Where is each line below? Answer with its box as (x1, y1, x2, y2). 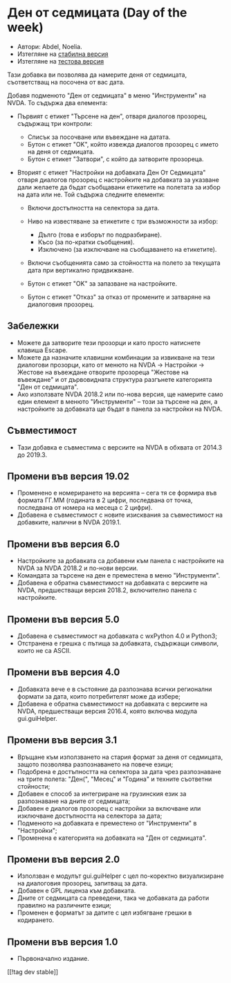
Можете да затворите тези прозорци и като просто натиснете (17, 338, 201, 347)
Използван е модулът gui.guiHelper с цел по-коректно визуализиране (17, 872, 224, 880)
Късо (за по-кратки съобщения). (37, 237, 135, 246)
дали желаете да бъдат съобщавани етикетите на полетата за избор (17, 183, 221, 191)
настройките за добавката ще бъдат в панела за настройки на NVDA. (17, 405, 223, 413)
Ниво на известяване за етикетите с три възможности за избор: (27, 217, 219, 226)
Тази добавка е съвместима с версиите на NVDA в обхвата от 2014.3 (17, 443, 223, 451)
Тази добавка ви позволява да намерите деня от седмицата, (7, 71, 187, 79)
